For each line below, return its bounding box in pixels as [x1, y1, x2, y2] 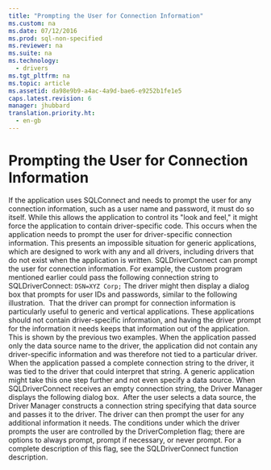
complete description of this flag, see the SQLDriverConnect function [8, 443, 239, 453]
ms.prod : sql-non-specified [8, 34, 103, 43]
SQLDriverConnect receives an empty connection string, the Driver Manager [8, 384, 263, 393]
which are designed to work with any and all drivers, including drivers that [8, 247, 254, 256]
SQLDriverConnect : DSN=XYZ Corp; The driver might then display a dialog [8, 281, 250, 290]
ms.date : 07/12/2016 [8, 27, 78, 35]
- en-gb [15, 117, 42, 125]
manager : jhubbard [8, 102, 70, 110]
